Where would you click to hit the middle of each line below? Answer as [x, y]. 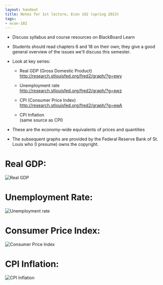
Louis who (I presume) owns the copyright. [55, 144]
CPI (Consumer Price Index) [47, 100]
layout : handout [22, 10]
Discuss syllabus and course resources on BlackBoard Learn [73, 37]
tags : [11, 19]
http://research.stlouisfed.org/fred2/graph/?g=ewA [71, 105]
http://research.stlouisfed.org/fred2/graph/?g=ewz [71, 91]
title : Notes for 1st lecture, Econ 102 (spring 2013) [62, 14]
